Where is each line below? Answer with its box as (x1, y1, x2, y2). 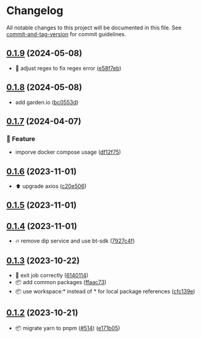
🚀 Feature (6, 134, 35, 143)
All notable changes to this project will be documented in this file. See (6, 24, 182, 31)
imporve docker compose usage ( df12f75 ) (15, 148, 121, 156)
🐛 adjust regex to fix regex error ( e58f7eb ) (15, 64, 122, 72)
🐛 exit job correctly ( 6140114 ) (15, 272, 89, 279)
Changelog (6, 4, 64, 18)
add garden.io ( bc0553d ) (15, 99, 79, 106)
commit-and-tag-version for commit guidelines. (6, 30, 126, 37)
